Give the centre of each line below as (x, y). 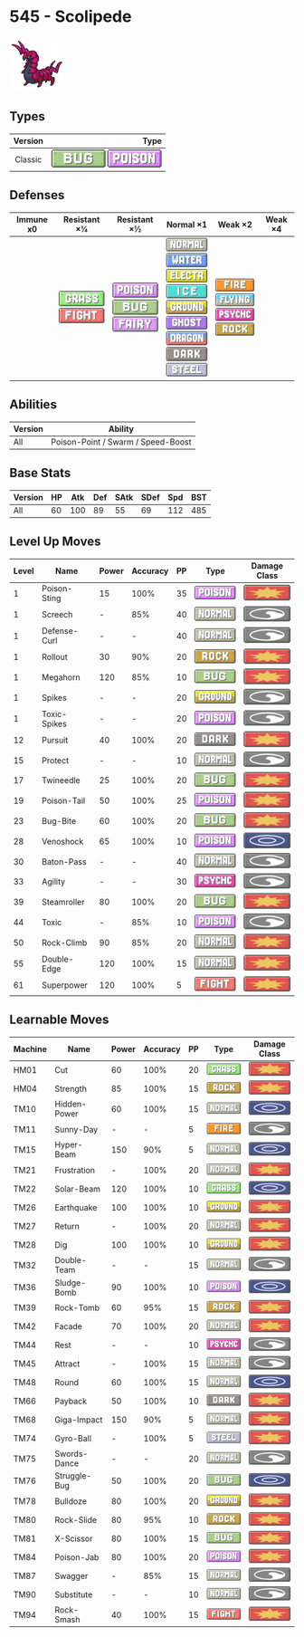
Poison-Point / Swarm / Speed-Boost (121, 442)
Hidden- (71, 1104)
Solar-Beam (77, 1189)
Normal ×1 (187, 225)
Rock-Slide (76, 1519)
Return (66, 1226)
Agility (54, 882)
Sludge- (70, 1282)
